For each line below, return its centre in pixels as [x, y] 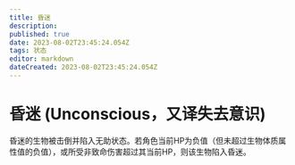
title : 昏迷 [30, 17]
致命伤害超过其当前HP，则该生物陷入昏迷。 [171, 152]
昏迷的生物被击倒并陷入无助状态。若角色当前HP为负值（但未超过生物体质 [144, 140]
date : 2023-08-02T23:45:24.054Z [69, 42]
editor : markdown [42, 59]
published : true [39, 34]
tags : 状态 [28, 51]
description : [34, 26]
